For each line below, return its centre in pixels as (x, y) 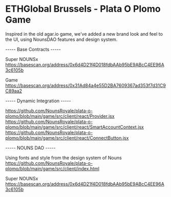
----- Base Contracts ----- (33, 49)
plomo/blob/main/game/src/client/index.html (52, 168)
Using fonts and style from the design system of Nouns (63, 158)
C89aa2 (14, 91)
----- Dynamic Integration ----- (38, 101)
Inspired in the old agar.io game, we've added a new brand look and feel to (84, 34)
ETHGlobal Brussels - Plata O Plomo (83, 9)
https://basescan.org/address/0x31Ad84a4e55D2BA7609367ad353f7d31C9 (86, 85)
